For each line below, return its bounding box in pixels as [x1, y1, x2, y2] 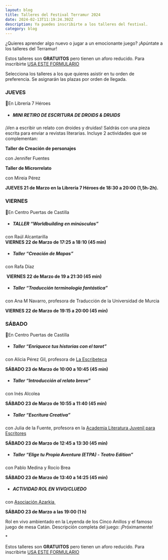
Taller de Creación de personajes [5, 145, 76, 151]
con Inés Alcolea [5, 390, 40, 396]
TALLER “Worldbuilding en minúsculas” [12, 221, 99, 227]
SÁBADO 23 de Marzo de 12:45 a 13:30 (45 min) [5, 440, 108, 446]
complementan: [5, 136, 38, 142]
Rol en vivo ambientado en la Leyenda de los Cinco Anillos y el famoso [5, 518, 153, 524]
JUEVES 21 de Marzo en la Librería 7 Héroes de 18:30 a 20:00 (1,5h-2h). [5, 185, 158, 191]
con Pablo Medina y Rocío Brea [5, 464, 71, 471]
